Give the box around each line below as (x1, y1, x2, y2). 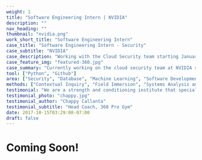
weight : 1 (6, 8, 31, 15)
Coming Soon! (6, 141, 79, 155)
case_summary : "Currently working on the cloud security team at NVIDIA (6, 64, 192, 71)
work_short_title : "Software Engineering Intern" (6, 37, 133, 43)
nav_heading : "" (6, 25, 47, 32)
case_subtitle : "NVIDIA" (6, 48, 69, 54)
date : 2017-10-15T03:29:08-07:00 (6, 109, 90, 115)
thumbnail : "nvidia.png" (6, 31, 69, 37)
